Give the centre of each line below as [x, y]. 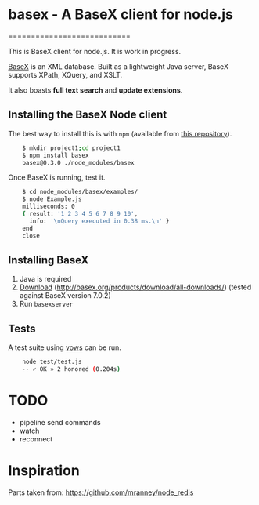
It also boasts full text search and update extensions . [95, 90]
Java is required [45, 279]
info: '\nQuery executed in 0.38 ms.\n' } [99, 221]
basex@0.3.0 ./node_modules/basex [78, 162]
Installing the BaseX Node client [88, 115]
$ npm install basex [56, 155]
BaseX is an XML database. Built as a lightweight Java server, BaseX [119, 66]
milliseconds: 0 [49, 207]
